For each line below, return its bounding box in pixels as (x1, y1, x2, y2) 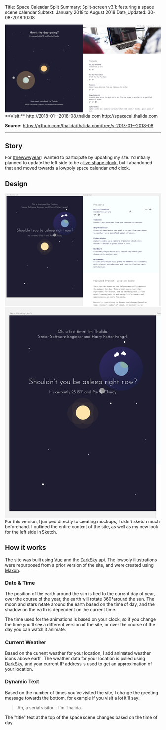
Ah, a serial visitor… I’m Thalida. (17, 704, 83, 710)
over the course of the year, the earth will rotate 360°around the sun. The (5, 596, 155, 602)
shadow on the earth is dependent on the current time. (5, 607, 117, 613)
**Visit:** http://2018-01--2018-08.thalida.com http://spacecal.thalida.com (5, 113, 158, 119)
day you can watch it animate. (5, 626, 66, 633)
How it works (5, 543, 46, 552)
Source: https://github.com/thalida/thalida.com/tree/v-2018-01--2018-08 (5, 122, 154, 128)
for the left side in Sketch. (5, 529, 58, 535)
